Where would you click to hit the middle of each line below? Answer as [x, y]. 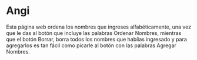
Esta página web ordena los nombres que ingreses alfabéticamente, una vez [99, 27]
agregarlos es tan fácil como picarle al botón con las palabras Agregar [91, 45]
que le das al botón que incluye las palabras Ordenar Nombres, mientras [94, 33]
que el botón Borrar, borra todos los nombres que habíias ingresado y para [96, 39]
